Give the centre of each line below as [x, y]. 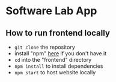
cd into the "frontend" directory [53, 60]
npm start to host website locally [55, 72]
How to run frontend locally [58, 33]
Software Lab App [51, 11]
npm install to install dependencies [59, 66]
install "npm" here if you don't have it [60, 53]
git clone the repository [45, 47]
